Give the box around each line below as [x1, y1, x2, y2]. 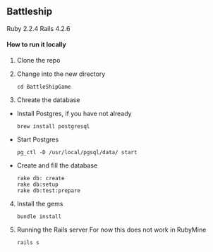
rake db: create [16, 175, 65, 182]
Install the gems [16, 200, 63, 208]
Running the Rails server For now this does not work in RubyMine [16, 225, 207, 234]
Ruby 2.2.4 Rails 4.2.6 [6, 24, 71, 32]
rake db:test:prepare [16, 187, 80, 194]
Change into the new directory [16, 70, 106, 78]
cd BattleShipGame [16, 84, 71, 91]
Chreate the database [16, 96, 80, 104]
